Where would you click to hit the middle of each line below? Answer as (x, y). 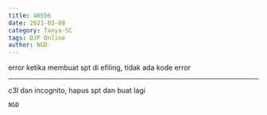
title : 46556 (30, 15)
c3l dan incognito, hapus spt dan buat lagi (77, 90)
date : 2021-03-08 (37, 23)
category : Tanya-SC (41, 30)
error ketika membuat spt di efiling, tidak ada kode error (99, 67)
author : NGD (28, 45)
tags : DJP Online (37, 38)
